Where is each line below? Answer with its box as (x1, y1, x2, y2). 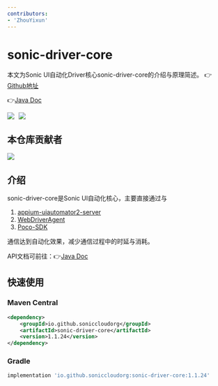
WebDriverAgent (17, 216, 65, 224)
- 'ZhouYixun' (7, 17, 49, 24)
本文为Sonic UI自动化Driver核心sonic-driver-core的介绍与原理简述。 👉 (7, 70, 212, 79)
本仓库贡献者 (7, 133, 63, 145)
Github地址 (7, 82, 39, 90)
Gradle (7, 357, 31, 366)
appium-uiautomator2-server (17, 208, 102, 216)
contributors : (7, 10, 49, 17)
